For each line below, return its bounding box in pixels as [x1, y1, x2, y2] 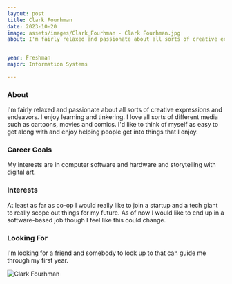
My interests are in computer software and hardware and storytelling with [7, 161, 216, 169]
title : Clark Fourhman [7, 17, 72, 24]
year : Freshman [7, 55, 51, 62]
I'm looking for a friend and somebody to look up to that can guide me [7, 249, 206, 257]
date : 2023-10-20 [7, 23, 57, 30]
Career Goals [7, 145, 52, 154]
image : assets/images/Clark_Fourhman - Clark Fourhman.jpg [7, 29, 181, 37]
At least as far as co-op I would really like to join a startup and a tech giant [7, 201, 218, 209]
